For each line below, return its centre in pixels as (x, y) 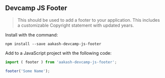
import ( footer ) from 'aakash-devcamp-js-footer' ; (61, 62)
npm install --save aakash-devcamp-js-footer (53, 44)
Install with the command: (32, 35)
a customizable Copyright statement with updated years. (76, 25)
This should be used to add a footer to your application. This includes (89, 20)
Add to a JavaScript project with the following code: (59, 53)
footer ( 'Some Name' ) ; (28, 71)
